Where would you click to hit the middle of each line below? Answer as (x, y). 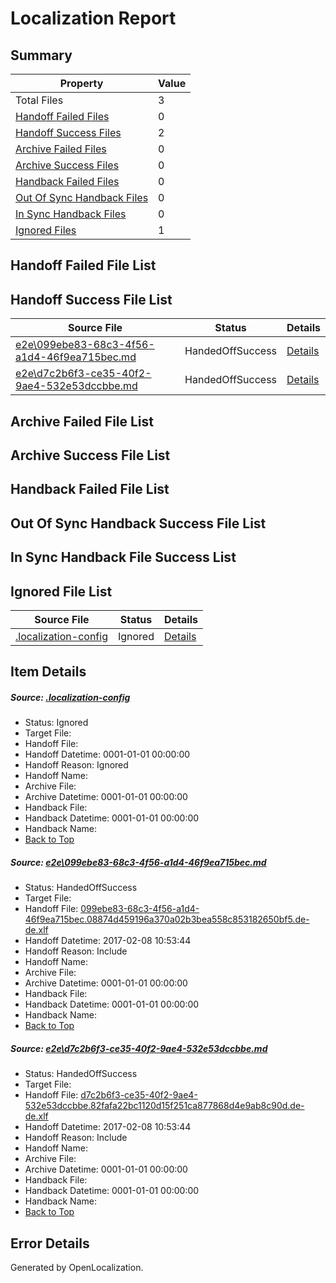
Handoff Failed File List (83, 265)
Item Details (48, 672)
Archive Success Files (67, 165)
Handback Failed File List (90, 489)
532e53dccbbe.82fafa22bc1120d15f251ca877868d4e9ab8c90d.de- (164, 1106)
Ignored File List (61, 591)
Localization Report (93, 18)
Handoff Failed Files (62, 116)
